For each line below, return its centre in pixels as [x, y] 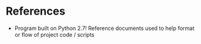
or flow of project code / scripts [54, 34]
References [35, 11]
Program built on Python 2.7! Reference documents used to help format [104, 28]
